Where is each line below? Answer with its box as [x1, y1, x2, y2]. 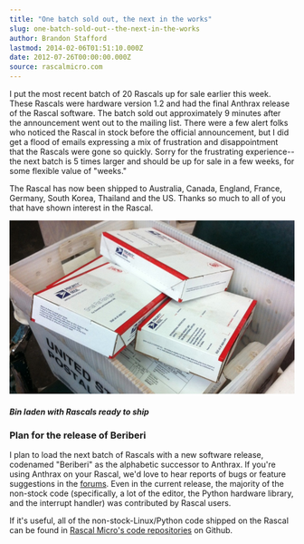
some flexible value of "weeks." [9, 166, 128, 176]
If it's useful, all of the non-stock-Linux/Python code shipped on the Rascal [9, 515, 290, 526]
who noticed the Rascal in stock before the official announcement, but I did [9, 127, 290, 138]
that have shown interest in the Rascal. [9, 202, 154, 213]
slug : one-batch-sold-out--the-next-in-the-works [9, 24, 201, 34]
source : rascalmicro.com [9, 63, 103, 72]
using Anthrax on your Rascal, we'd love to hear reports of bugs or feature [9, 469, 287, 480]
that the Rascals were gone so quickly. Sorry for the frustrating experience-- [9, 146, 295, 157]
